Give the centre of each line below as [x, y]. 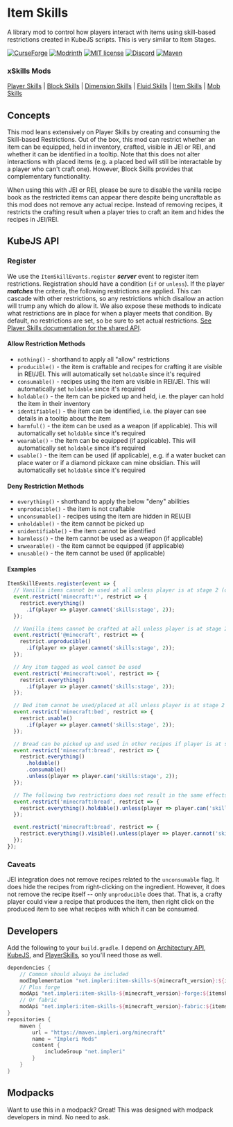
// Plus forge [40, 987]
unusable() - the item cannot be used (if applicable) [91, 553]
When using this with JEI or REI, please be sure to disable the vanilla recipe [114, 190]
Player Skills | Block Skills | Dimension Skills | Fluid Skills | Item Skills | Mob [114, 86]
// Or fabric [38, 1000]
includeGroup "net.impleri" [85, 1052]
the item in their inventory [54, 403]
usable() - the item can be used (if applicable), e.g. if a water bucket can [121, 455]
